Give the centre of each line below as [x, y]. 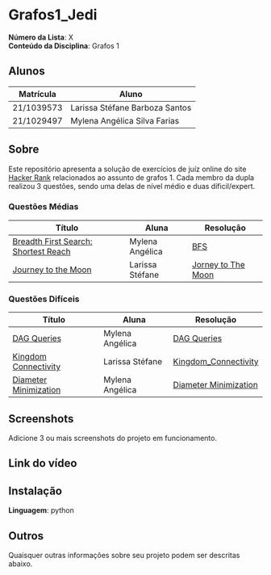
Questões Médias [44, 207]
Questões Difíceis [44, 299]
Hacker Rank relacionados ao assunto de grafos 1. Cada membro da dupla [131, 177]
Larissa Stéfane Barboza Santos [131, 107]
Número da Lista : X [41, 37]
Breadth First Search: [52, 241]
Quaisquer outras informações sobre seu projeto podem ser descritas [124, 555]
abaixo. [21, 564]
